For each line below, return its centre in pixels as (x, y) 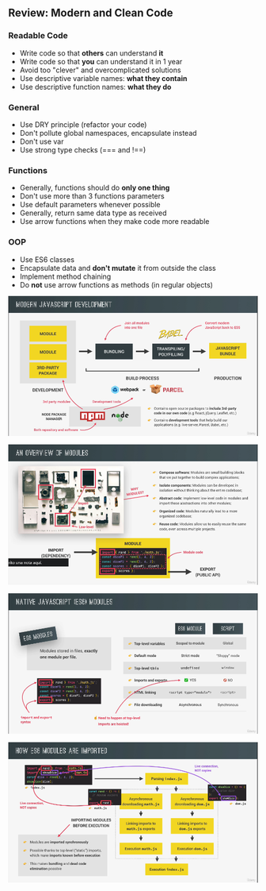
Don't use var (42, 141)
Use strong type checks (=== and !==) (83, 149)
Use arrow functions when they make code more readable (114, 222)
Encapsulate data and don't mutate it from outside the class (118, 268)
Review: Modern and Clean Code (91, 13)
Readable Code (38, 36)
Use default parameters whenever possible (90, 205)
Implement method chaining (65, 276)
